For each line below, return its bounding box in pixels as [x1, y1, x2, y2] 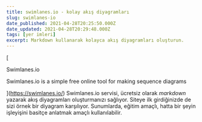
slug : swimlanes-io [6, 15, 56, 21]
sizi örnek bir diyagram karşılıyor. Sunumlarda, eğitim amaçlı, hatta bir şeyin [6, 102, 197, 110]
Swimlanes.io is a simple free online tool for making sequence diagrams [6, 77, 187, 85]
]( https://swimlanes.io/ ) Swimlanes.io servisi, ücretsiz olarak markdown [6, 90, 186, 96]
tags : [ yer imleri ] [6, 32, 56, 38]
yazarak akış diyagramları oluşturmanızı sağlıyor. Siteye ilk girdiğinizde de [6, 96, 191, 103]
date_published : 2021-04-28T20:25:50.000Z [6, 20, 116, 26]
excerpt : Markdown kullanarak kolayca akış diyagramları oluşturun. [6, 37, 184, 43]
